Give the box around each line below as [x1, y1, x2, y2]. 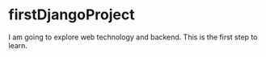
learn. [8, 40, 28, 50]
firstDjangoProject [8, 6, 135, 24]
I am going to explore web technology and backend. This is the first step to [8, 32, 258, 42]
